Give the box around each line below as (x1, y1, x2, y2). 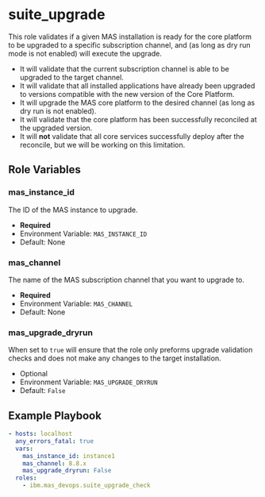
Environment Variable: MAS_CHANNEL (19, 299, 133, 308)
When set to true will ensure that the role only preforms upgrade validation (8, 345, 253, 355)
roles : (15, 474, 37, 482)
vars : (15, 445, 34, 453)
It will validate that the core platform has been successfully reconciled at (19, 114, 257, 124)
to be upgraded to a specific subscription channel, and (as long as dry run (8, 40, 252, 49)
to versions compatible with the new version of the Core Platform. (19, 89, 235, 98)
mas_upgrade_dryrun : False (22, 467, 112, 475)
